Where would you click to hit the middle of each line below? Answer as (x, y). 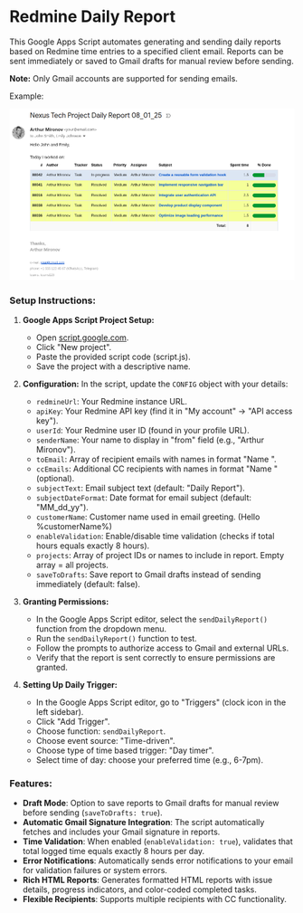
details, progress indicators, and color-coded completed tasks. (140, 889)
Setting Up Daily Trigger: (70, 685)
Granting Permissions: (66, 602)
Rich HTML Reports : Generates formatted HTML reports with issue (147, 880)
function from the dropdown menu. (101, 629)
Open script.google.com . (82, 338)
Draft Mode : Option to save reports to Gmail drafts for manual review (151, 804)
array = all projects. (72, 565)
